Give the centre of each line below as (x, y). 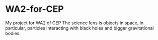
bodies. (13, 33)
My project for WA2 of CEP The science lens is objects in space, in (74, 23)
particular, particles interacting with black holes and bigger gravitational (80, 28)
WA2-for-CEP (34, 9)
